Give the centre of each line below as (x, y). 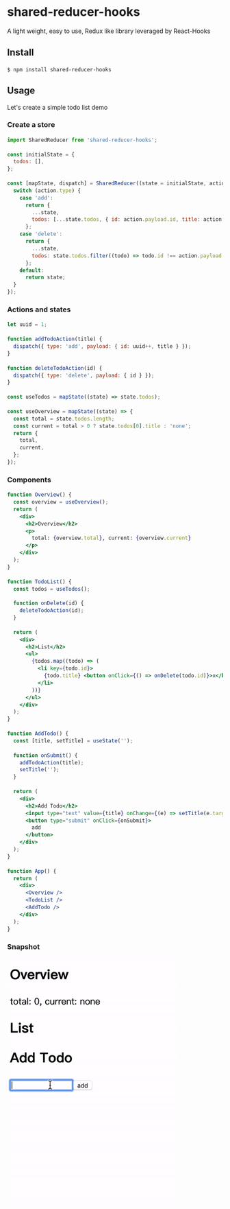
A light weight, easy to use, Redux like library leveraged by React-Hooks (109, 31)
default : (32, 270)
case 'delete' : (41, 234)
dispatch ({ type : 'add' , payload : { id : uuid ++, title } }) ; (102, 347)
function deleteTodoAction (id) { (55, 368)
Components (29, 480)
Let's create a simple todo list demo (57, 107)
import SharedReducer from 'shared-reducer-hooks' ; (82, 140)
